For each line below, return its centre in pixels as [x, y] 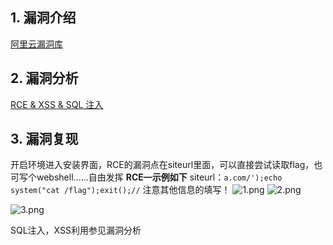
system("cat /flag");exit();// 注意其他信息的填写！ [120, 190]
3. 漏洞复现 [44, 139]
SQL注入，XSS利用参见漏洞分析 [76, 230]
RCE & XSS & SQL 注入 [57, 104]
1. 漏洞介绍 [43, 18]
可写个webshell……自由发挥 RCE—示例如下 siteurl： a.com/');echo [146, 177]
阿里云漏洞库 [36, 44]
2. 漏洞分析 [44, 78]
